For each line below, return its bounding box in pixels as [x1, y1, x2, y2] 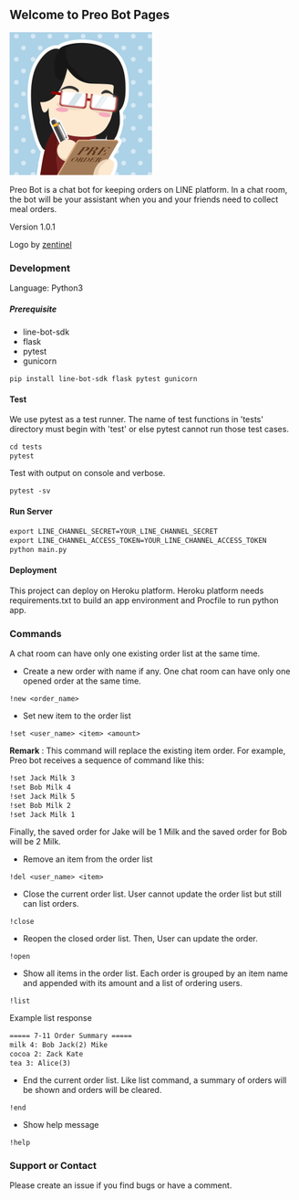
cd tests [9, 442, 43, 451]
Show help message [22, 1119, 99, 1130]
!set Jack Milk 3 [9, 773, 76, 782]
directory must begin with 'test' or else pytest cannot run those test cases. [9, 424, 290, 435]
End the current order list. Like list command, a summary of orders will [22, 1074, 287, 1086]
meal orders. [9, 203, 57, 214]
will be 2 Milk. [9, 835, 61, 846]
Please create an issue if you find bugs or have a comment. [9, 1180, 232, 1191]
